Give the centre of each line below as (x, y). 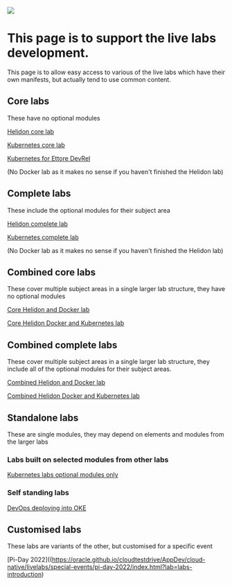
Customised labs (44, 529)
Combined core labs (51, 272)
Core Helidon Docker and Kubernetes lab (66, 323)
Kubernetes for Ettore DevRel (49, 158)
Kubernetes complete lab (43, 237)
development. (48, 53)
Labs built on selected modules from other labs (88, 460)
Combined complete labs (62, 345)
